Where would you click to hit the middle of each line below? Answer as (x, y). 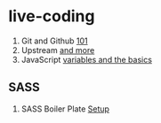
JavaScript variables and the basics (87, 59)
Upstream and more (58, 50)
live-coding (52, 16)
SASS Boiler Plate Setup (65, 109)
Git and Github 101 (54, 41)
